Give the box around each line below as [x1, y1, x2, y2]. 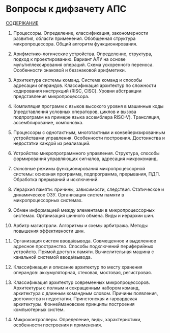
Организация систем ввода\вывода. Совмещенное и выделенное [13, 237, 157, 243]
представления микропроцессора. [13, 93, 90, 99]
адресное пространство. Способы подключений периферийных [13, 243, 154, 249]
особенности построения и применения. [13, 322, 102, 328]
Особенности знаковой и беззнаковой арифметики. [13, 67, 126, 73]
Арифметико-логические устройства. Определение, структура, [13, 51, 153, 57]
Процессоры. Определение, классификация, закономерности [13, 30, 149, 36]
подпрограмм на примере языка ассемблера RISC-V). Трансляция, [13, 114, 161, 120]
